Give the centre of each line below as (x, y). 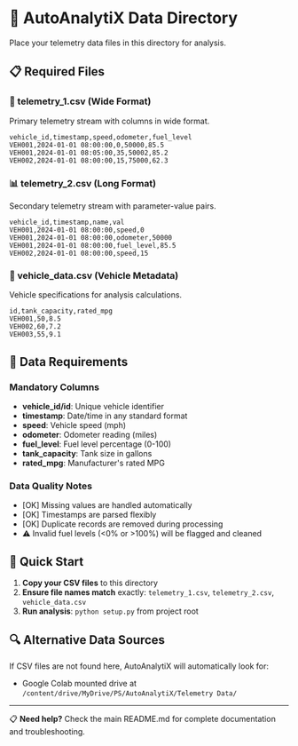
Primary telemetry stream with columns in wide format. (110, 121)
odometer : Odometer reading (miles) (90, 434)
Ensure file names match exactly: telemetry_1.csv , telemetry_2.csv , (148, 592)
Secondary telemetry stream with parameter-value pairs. (113, 206)
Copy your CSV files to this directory (90, 583)
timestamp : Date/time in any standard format (105, 416)
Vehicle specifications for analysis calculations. (96, 295)
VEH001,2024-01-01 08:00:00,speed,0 (77, 230)
